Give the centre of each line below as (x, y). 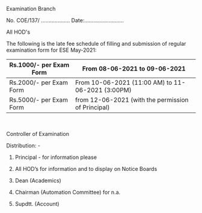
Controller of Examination (38, 134)
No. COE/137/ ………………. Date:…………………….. (65, 20)
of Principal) (92, 107)
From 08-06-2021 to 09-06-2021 (134, 69)
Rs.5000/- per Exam (38, 100)
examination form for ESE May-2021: (51, 50)
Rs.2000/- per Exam (38, 82)
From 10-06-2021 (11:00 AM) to (124, 82)
